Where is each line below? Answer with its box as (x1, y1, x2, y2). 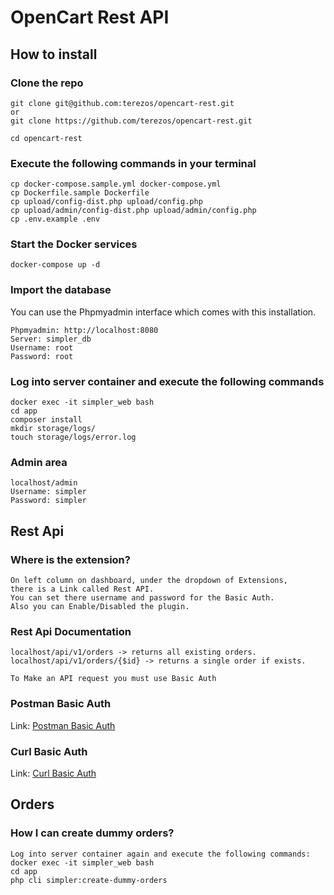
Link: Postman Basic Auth (10, 719, 116, 731)
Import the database (10, 283, 112, 297)
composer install (10, 415, 83, 425)
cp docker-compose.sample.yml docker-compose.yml (10, 179, 222, 190)
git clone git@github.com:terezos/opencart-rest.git (10, 98, 235, 108)
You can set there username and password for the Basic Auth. (10, 593, 275, 603)
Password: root (10, 351, 74, 361)
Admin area (10, 455, 68, 469)
